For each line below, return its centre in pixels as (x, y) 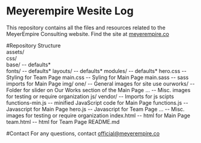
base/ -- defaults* (28, 65)
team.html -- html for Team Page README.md (63, 121)
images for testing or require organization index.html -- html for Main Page (98, 115)
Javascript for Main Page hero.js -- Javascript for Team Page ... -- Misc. (95, 109)
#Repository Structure (34, 45)
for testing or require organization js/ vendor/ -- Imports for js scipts (90, 96)
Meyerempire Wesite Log (70, 11)
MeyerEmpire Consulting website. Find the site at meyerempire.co (88, 34)
